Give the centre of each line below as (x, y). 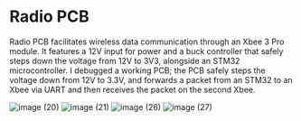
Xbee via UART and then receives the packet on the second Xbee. (132, 89)
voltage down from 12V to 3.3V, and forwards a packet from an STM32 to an (151, 79)
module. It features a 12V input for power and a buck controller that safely (146, 51)
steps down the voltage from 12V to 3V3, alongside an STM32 (125, 60)
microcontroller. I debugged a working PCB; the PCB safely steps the (138, 70)
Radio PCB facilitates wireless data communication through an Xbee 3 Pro (147, 42)
